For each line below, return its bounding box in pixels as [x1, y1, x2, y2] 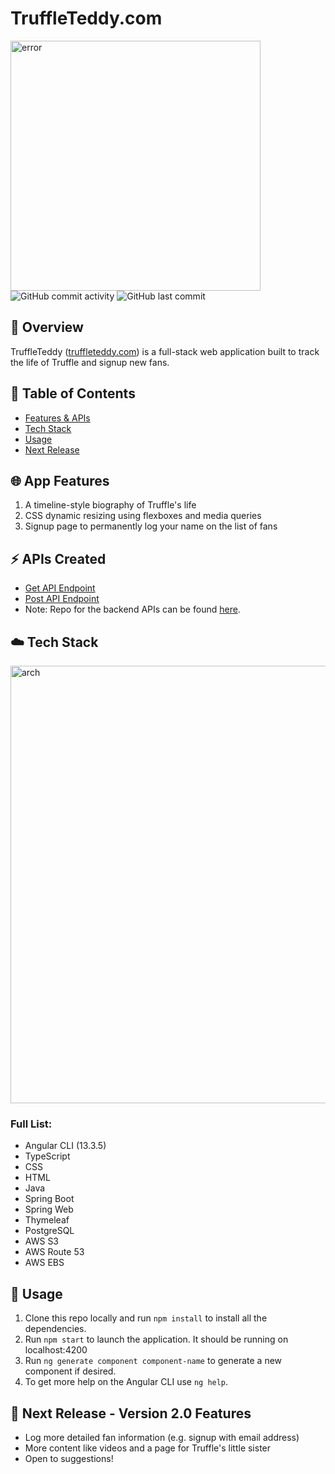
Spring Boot [24, 1193, 75, 1205]
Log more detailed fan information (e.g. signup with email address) [24, 1431, 300, 1443]
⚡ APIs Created [10, 550, 107, 567]
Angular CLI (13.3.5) [24, 1140, 107, 1152]
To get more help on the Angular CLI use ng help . [24, 1376, 229, 1388]
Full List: [10, 1117, 53, 1131]
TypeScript [24, 1150, 71, 1162]
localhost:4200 [24, 1344, 88, 1356]
